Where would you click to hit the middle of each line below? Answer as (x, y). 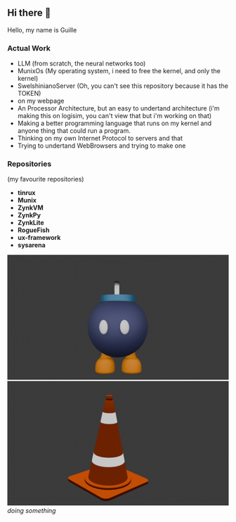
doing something (32, 511)
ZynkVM (30, 208)
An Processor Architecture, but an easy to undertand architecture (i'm (118, 108)
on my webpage (41, 101)
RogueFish (33, 230)
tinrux (26, 193)
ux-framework (39, 238)
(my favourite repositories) (46, 179)
